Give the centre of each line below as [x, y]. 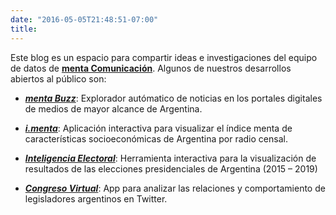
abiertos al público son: [58, 78]
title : [24, 29]
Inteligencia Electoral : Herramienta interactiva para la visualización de [170, 158]
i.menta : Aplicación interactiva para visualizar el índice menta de [158, 128]
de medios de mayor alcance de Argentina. [113, 108]
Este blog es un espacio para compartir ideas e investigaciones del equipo [164, 57]
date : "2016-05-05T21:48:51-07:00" [84, 19]
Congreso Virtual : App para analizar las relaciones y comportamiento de [175, 188]
